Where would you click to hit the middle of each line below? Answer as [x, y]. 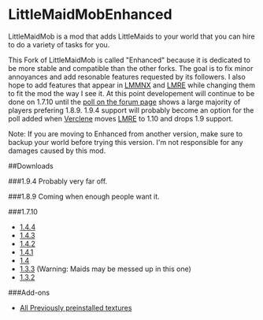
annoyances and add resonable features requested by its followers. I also [127, 76]
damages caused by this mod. [57, 151]
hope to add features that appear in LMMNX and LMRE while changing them [132, 85]
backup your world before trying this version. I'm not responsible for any [126, 142]
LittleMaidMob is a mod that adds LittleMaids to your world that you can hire [131, 36]
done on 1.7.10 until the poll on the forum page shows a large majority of [124, 102]
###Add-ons [29, 292]
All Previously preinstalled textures [76, 307]
